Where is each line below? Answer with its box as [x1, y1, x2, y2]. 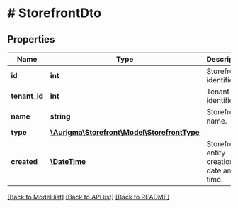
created [11, 157, 38, 166]
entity [206, 148, 226, 158]
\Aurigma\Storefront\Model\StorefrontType [50, 128, 200, 137]
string [50, 111, 71, 121]
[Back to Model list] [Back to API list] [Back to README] [7, 193, 170, 201]
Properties [7, 33, 55, 45]
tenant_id [11, 91, 44, 101]
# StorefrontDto [7, 5, 101, 21]
